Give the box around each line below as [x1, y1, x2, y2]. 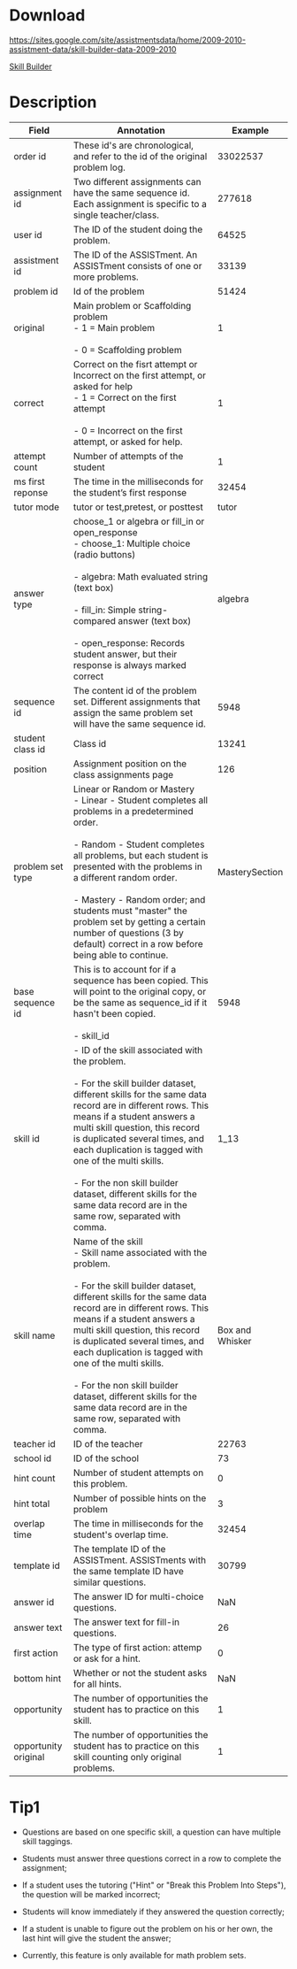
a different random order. [73, 871, 179, 883]
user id [13, 228, 42, 241]
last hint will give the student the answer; [21, 1933, 171, 1943]
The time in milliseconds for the [73, 1517, 204, 1529]
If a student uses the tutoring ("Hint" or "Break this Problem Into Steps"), [21, 1880, 286, 1890]
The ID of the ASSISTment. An [73, 249, 198, 261]
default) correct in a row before [73, 937, 203, 950]
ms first [13, 475, 46, 488]
